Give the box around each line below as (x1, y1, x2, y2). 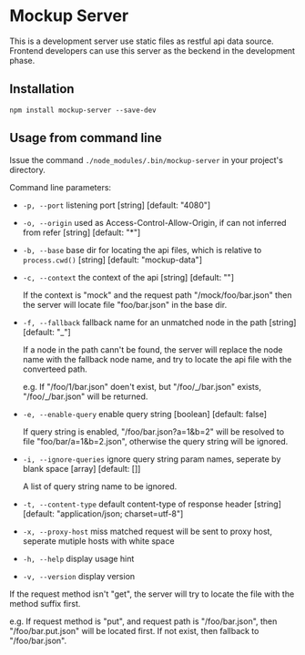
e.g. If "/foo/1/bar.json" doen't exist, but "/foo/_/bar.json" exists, (22, 381, 262, 392)
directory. (9, 164, 46, 175)
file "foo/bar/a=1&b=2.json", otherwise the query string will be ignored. (22, 435, 289, 446)
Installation (9, 81, 75, 97)
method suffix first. (9, 598, 81, 609)
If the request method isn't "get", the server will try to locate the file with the (9, 588, 295, 599)
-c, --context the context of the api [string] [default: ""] (22, 271, 235, 282)
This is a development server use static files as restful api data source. (9, 36, 275, 46)
